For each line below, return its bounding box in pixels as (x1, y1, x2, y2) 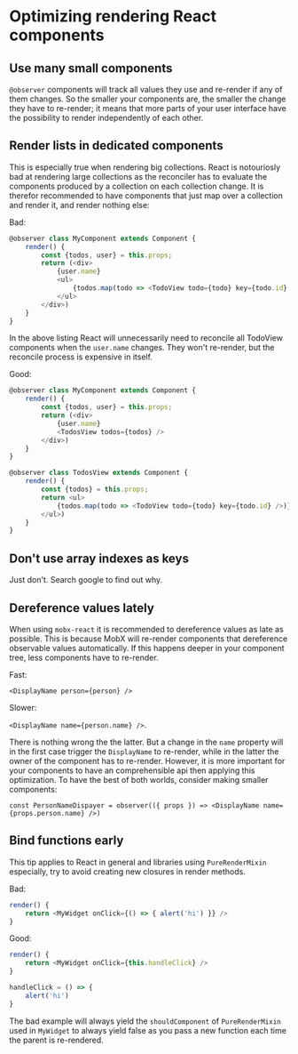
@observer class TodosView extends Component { (9, 469, 189, 478)
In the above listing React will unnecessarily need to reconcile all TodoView (9, 333, 284, 343)
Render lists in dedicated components (9, 138, 223, 153)
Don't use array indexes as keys (9, 551, 189, 566)
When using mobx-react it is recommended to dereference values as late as (9, 624, 284, 634)
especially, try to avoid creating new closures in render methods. (9, 865, 247, 877)
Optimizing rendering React (9, 6, 217, 27)
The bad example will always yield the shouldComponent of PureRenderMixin (9, 1016, 281, 1026)
